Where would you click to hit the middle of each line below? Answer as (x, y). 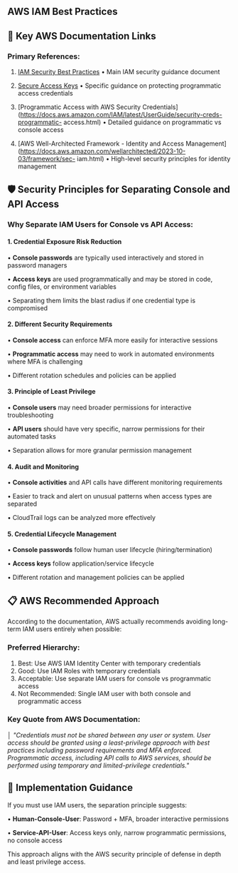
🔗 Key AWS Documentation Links (82, 36)
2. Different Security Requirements (60, 325)
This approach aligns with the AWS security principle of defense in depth (114, 854)
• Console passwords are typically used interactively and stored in (106, 257)
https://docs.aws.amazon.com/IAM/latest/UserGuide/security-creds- (121, 115)
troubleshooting (31, 415)
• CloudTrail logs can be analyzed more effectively (82, 518)
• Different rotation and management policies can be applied (96, 578)
